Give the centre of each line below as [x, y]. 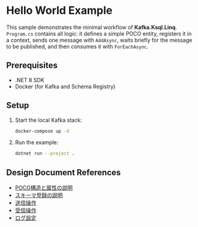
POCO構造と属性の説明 [44, 188]
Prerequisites [32, 66]
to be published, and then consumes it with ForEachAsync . [77, 46]
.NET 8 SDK [29, 80]
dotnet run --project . [45, 154]
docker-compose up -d [42, 131]
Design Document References [64, 172]
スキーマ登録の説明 [39, 195]
